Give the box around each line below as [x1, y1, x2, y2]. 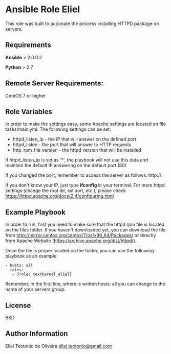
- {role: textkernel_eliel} [12, 272, 72, 277]
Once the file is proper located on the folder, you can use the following [5, 248, 154, 254]
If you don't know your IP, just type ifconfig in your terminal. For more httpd [5, 182, 165, 188]
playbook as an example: [5, 253, 58, 259]
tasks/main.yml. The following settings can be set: [5, 126, 111, 132]
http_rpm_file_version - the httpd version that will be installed [12, 147, 142, 153]
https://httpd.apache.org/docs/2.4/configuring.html [5, 193, 114, 199]
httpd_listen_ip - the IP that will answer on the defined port [12, 136, 137, 143]
